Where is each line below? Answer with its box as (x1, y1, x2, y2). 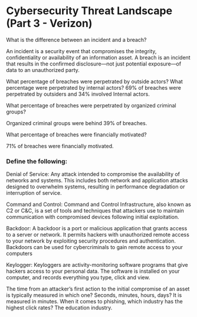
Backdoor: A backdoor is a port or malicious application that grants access (6, 225, 188, 232)
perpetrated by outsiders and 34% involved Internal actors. (6, 90, 150, 97)
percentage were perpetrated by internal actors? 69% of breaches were (6, 84, 182, 91)
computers (6, 250, 32, 257)
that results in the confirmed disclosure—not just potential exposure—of (6, 60, 182, 67)
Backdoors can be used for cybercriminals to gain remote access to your (6, 244, 183, 251)
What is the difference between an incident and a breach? (6, 36, 147, 43)
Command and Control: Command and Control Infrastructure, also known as (6, 201, 192, 208)
